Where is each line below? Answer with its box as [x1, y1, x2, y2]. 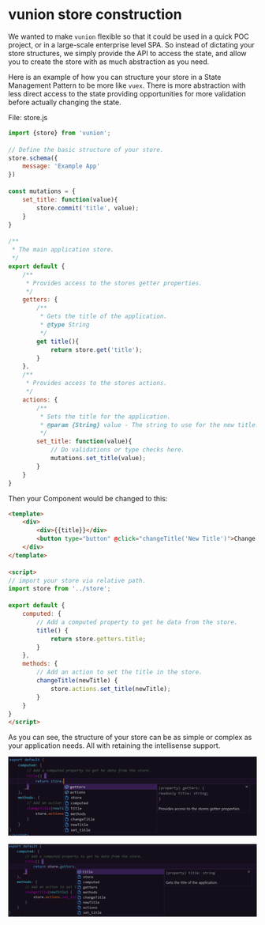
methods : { [22, 660, 58, 668]
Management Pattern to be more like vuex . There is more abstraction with [8, 81, 246, 90]
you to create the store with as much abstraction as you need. [8, 57, 210, 66]
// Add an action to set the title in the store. [36, 668, 203, 677]
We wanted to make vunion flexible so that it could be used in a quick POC [8, 32, 250, 41]
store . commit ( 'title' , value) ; [36, 204, 140, 212]
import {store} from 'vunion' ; [8, 129, 111, 137]
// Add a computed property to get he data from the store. [36, 618, 238, 626]
